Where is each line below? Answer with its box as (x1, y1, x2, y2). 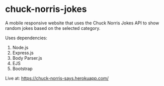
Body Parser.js (12, 55, 42, 61)
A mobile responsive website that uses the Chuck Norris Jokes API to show (5, 20, 160, 26)
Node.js (12, 44, 29, 50)
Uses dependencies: (5, 35, 48, 41)
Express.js (12, 50, 34, 56)
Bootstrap (12, 66, 33, 72)
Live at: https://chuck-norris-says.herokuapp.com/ (5, 75, 109, 81)
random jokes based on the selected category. (5, 25, 100, 31)
